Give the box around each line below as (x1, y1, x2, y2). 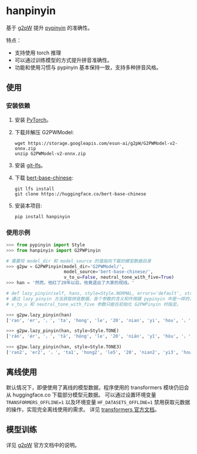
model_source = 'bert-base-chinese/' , (63, 269, 154, 275)
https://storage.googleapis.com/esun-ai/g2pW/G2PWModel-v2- (28, 140, 178, 146)
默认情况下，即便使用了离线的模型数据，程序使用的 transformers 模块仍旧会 (6, 384, 189, 391)
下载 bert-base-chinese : (14, 174, 73, 181)
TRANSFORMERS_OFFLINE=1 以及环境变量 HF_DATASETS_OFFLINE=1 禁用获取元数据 (6, 398, 191, 405)
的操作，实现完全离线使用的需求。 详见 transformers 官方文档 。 (6, 406, 160, 413)
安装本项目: (14, 202, 42, 209)
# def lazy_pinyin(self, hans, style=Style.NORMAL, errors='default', (6, 290, 182, 297)
